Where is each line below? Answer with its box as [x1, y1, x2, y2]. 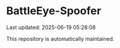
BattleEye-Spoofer [6, 4, 101, 18]
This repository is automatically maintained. [6, 35, 115, 42]
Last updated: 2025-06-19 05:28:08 [6, 24, 96, 31]
